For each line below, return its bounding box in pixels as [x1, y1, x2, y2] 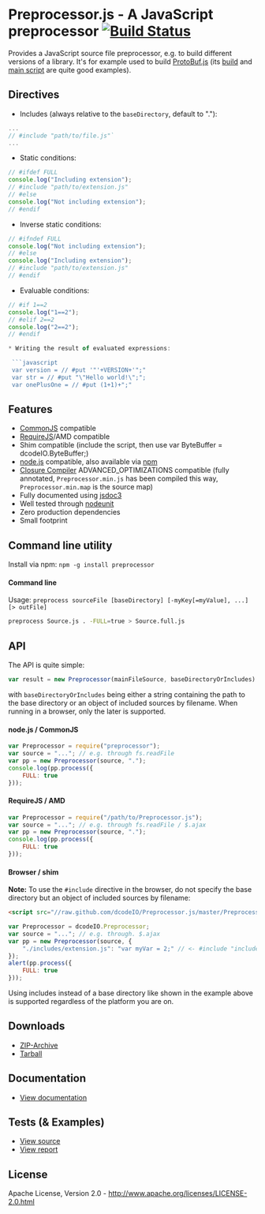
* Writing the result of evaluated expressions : [8, 345, 171, 353]
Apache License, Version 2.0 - [8, 1189, 107, 1198]
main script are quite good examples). [8, 65, 132, 74]
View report [19, 1145, 58, 1154]
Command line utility [8, 538, 113, 552]
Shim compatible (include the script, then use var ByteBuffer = [19, 440, 223, 450]
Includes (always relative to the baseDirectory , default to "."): [19, 109, 218, 118]
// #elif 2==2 [8, 316, 55, 324]
